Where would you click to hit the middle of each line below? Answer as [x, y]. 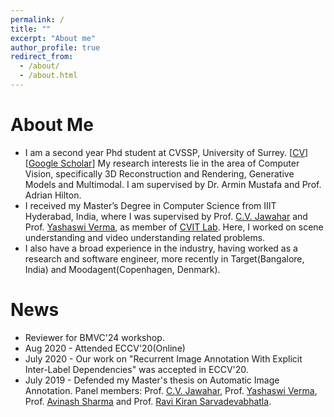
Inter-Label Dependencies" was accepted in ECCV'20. [136, 369]
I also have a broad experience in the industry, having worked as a [161, 248]
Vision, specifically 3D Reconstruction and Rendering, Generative [159, 173]
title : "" [31, 29]
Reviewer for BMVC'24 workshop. [94, 337]
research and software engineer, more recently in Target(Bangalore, [164, 258]
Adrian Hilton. [53, 195]
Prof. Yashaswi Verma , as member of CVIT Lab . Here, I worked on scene [174, 227]
